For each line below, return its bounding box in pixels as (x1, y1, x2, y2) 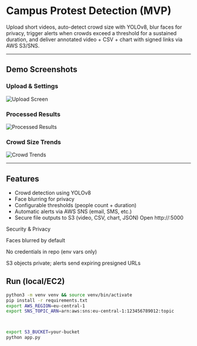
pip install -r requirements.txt (6, 297, 88, 303)
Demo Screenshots (6, 64, 77, 74)
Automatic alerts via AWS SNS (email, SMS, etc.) (14, 208, 132, 215)
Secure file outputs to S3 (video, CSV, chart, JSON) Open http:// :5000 (14, 214, 184, 221)
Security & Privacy (6, 225, 51, 232)
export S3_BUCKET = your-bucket (6, 329, 80, 335)
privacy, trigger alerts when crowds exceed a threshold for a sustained (6, 29, 177, 36)
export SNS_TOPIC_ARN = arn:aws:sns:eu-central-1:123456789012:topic (6, 309, 175, 314)
